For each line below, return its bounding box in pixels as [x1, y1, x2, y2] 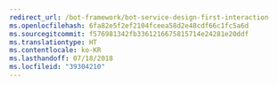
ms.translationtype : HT [9, 37, 98, 47]
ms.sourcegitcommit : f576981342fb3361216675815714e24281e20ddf [9, 29, 249, 38]
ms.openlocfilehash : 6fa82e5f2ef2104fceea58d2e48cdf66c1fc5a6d [9, 21, 249, 30]
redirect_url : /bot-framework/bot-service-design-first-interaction [9, 12, 269, 22]
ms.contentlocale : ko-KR [9, 46, 102, 55]
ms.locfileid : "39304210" [9, 63, 105, 72]
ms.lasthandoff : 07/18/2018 [9, 54, 114, 63]
